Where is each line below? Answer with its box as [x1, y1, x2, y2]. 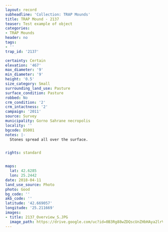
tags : [5, 40, 16, 45]
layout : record [5, 7, 37, 12]
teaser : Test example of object [5, 21, 72, 26]
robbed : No [5, 95, 28, 100]
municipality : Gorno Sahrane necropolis [5, 118, 91, 123]
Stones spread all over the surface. [9, 137, 88, 142]
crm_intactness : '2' [5, 104, 48, 110]
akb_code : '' [5, 196, 32, 201]
